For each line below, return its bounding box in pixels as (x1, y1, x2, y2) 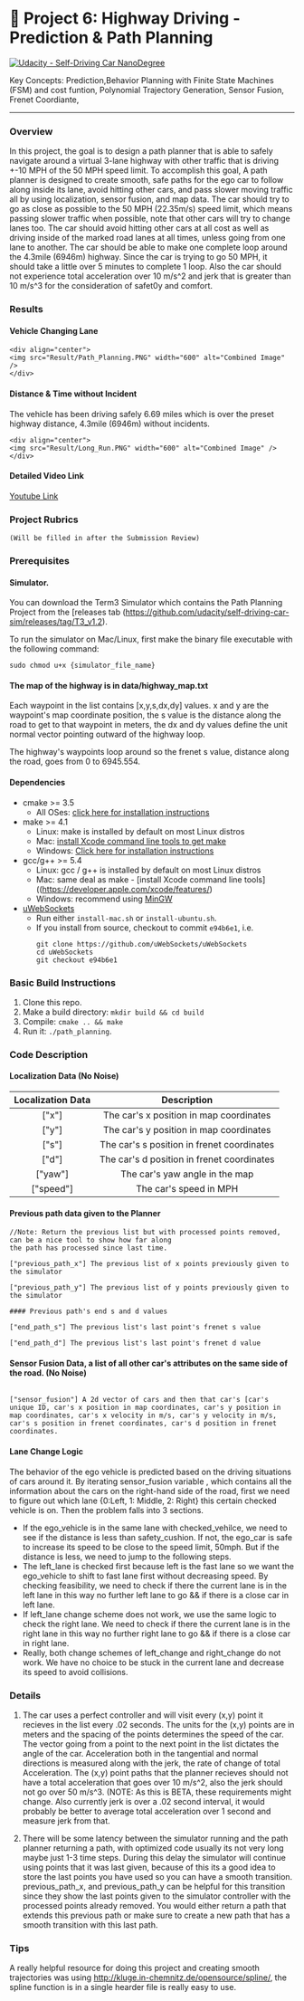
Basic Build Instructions (9, 977, 116, 989)
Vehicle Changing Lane (9, 325, 99, 336)
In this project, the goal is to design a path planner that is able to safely (9, 146, 273, 157)
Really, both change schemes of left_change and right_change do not (22, 1647, 281, 1658)
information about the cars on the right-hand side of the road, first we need (9, 1485, 290, 1496)
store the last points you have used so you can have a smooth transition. (22, 1871, 293, 1882)
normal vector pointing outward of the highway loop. (9, 729, 205, 740)
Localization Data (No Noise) (9, 1071, 119, 1081)
